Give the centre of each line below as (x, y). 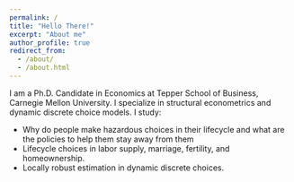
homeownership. (53, 158)
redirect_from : (38, 51)
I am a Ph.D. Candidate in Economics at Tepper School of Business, (134, 93)
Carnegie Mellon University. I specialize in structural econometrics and (140, 102)
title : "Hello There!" (52, 26)
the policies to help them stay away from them (108, 139)
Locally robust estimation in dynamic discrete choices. (123, 168)
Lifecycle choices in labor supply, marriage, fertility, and (126, 148)
